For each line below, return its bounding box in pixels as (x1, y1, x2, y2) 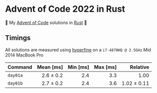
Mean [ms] (37, 64, 63, 70)
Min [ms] (68, 64, 89, 70)
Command (7, 64, 33, 70)
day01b (7, 80, 23, 86)
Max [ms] (94, 64, 117, 70)
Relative (130, 64, 150, 70)
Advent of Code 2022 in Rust (5, 3, 126, 15)
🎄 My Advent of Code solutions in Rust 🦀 (5, 20, 87, 25)
